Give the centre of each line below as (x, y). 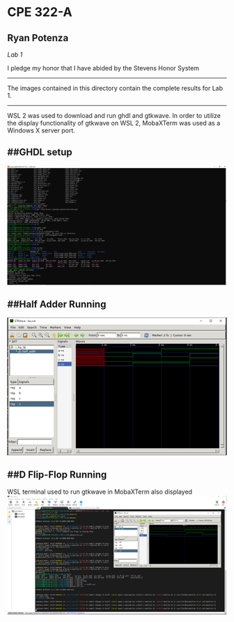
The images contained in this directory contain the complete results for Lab (115, 88)
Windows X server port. (41, 130)
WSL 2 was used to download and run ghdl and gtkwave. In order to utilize (114, 115)
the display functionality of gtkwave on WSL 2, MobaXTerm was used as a (114, 123)
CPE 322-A (40, 12)
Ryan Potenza (38, 38)
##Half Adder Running (57, 304)
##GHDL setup (40, 152)
